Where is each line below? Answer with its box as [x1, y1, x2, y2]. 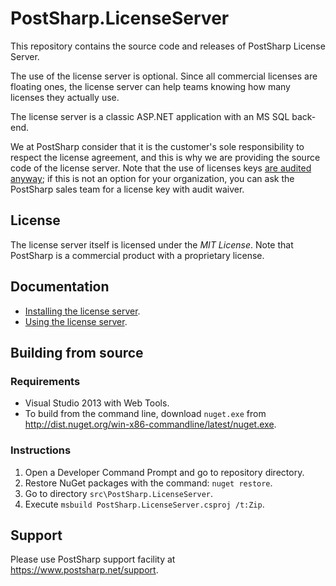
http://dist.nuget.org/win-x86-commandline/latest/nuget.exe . [24, 418, 277, 431]
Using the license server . [24, 315, 128, 327]
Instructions [10, 443, 72, 457]
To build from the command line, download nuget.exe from [24, 408, 267, 420]
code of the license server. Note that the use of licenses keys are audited [10, 162, 312, 174]
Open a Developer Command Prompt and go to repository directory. [24, 466, 305, 478]
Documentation [10, 278, 110, 296]
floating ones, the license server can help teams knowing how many [10, 80, 291, 92]
